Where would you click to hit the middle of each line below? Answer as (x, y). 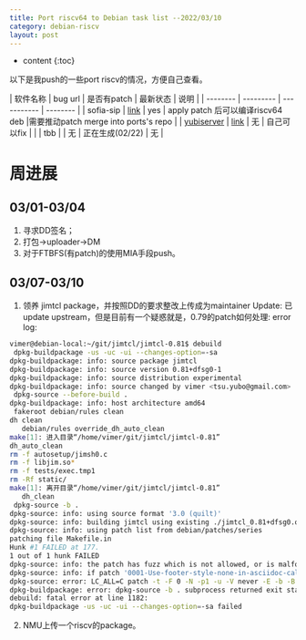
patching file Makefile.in (61, 539)
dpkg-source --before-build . (71, 395)
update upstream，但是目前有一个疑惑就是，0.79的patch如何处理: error (157, 317)
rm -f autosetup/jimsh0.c (58, 454)
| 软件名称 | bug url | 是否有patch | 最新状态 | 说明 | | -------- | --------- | (145, 99)
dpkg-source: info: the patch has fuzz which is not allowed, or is (142, 564)
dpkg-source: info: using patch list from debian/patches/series (136, 531)
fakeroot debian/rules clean (69, 412)
